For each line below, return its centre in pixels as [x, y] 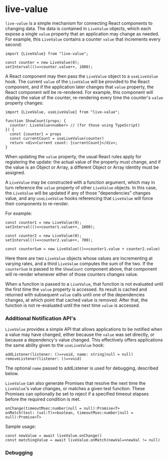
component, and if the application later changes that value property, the [79, 87]
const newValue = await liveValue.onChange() [53, 436]
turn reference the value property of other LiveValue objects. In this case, [81, 187]
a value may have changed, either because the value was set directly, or [80, 334]
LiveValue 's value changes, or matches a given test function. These [75, 389]
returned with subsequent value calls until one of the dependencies [75, 294]
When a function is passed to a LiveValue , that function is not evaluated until [84, 284]
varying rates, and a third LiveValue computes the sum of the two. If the [79, 263]
